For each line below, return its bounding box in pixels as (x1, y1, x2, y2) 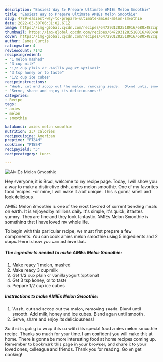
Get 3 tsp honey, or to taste (12, 277, 67, 283)
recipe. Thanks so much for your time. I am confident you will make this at (5, 331, 153, 337)
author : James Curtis (5, 39, 49, 44)
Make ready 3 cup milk (12, 267, 58, 273)
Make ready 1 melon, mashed (12, 262, 71, 268)
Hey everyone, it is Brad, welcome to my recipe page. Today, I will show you (5, 178, 157, 184)
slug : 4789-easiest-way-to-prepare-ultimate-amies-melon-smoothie (5, 16, 142, 21)
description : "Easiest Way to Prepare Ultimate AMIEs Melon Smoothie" (5, 7, 151, 12)
